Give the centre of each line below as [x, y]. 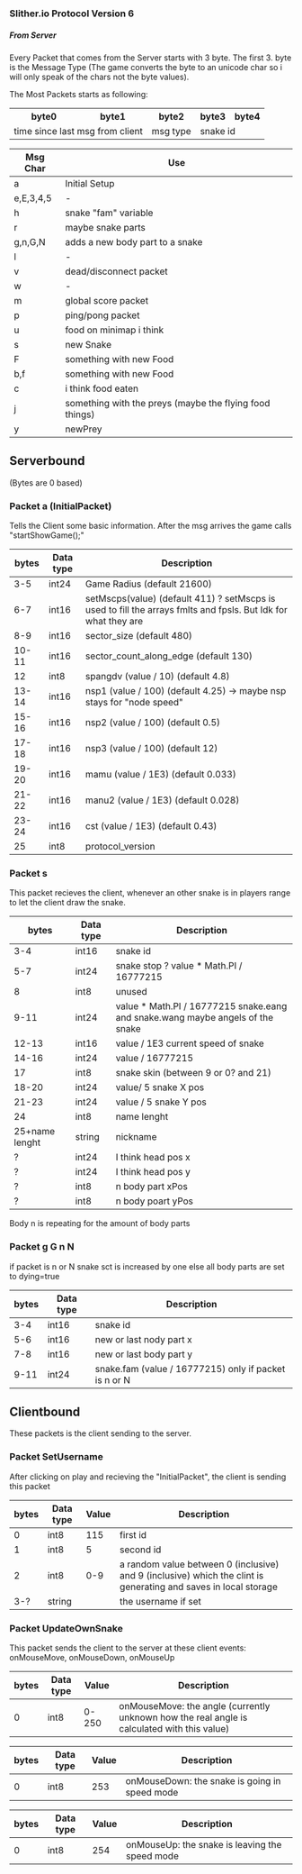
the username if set [161, 1601]
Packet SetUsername [56, 1457]
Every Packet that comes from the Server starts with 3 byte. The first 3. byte [151, 58]
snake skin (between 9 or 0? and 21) [193, 1073]
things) [80, 414]
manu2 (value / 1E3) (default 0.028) [162, 800]
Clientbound [45, 1411]
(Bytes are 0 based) [46, 482]
